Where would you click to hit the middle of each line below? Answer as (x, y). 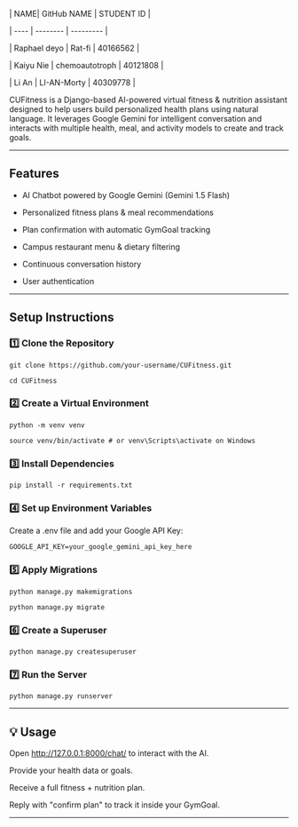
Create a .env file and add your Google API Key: (96, 531)
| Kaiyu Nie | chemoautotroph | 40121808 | (86, 65)
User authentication (58, 281)
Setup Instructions (62, 318)
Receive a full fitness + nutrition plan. (77, 788)
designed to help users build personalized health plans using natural (134, 109)
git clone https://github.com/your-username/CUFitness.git (121, 365)
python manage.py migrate (57, 607)
